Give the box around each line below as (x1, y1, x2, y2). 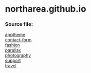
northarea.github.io (5, 3, 87, 15)
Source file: (5, 21, 33, 28)
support (5, 57, 21, 64)
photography (5, 53, 31, 58)
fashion (5, 42, 20, 48)
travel (5, 63, 17, 69)
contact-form (5, 37, 32, 43)
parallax (5, 47, 21, 53)
